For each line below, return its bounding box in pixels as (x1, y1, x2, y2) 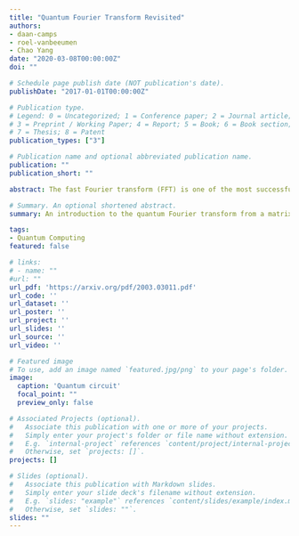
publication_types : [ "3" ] (9, 136, 105, 145)
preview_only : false (17, 398, 93, 407)
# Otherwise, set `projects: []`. (9, 447, 145, 457)
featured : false (9, 242, 69, 251)
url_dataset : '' (9, 299, 69, 308)
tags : (9, 225, 29, 234)
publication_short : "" (9, 168, 93, 178)
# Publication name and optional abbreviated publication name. (9, 152, 253, 161)
